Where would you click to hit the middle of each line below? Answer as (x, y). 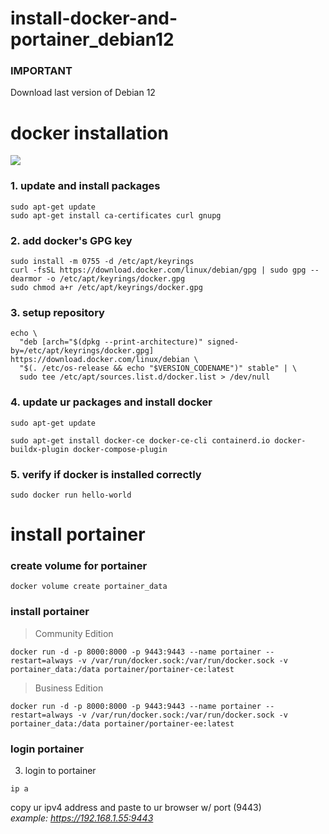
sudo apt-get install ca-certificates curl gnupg (116, 215)
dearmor (26, 279)
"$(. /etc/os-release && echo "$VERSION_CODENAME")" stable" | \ (158, 368)
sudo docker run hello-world (71, 495)
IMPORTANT (41, 71)
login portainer (47, 749)
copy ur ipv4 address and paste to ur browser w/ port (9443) (136, 807)
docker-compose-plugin (120, 449)
